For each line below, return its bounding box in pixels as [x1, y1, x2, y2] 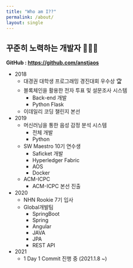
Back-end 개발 [32, 94, 67, 101]
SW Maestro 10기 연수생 [23, 143, 81, 150]
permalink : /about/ [6, 14, 54, 20]
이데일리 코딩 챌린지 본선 [23, 108, 81, 115]
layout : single [6, 20, 44, 25]
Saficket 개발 [32, 150, 64, 157]
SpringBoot [32, 211, 60, 218]
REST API [32, 242, 56, 249]
